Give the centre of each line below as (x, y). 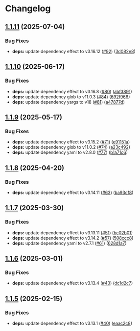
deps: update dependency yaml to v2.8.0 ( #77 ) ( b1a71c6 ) (70, 152)
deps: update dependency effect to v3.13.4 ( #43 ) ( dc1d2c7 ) (72, 283)
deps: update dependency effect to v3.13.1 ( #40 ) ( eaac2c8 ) (72, 323)
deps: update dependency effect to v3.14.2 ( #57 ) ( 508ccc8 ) (73, 238)
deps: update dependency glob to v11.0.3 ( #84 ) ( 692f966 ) (71, 97)
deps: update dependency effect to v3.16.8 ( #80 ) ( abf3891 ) (72, 91)
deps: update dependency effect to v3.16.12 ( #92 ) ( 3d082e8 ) (74, 51)
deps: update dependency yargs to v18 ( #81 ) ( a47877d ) (68, 102)
